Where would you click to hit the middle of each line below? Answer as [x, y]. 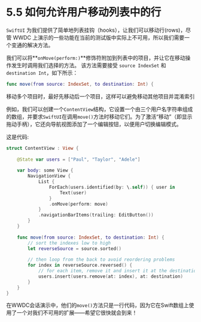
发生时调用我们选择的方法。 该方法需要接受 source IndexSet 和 [89, 65]
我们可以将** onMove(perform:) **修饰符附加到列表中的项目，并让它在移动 [96, 58]
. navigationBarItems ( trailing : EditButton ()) [96, 215]
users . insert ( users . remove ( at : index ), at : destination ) [111, 276]
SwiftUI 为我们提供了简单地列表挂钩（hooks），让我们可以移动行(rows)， [96, 30]
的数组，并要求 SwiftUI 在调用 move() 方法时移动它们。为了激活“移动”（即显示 [99, 116]
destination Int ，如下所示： [42, 73]
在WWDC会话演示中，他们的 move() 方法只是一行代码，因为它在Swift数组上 [98, 305]
